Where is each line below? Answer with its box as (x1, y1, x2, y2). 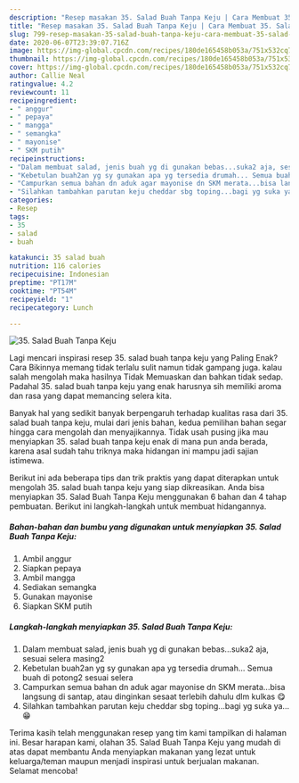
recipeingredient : (9, 96, 77, 105)
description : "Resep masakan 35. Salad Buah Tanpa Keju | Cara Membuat (9, 12, 280, 22)
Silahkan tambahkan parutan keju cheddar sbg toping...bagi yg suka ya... (21, 701, 290, 712)
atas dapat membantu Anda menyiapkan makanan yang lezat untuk (9, 746, 256, 757)
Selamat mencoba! (9, 765, 78, 777)
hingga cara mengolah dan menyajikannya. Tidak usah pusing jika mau (9, 427, 269, 437)
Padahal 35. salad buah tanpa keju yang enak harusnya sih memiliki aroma (9, 381, 282, 392)
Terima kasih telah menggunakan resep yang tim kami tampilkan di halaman (9, 728, 287, 738)
